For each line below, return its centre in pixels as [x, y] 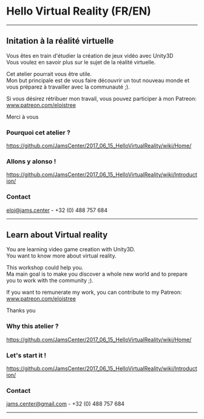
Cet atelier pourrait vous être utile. [49, 73]
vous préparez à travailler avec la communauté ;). [68, 87]
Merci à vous [22, 117]
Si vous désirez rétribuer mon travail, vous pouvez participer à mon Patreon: [102, 98]
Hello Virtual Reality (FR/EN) [79, 11]
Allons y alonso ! [31, 161]
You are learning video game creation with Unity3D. [71, 250]
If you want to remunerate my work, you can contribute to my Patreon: [94, 292]
